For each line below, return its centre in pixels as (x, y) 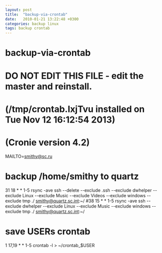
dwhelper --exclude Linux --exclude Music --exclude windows (86, 206)
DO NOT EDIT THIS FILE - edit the (75, 76)
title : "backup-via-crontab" (37, 14)
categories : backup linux (32, 24)
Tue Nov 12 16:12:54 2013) (60, 120)
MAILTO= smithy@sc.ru (29, 156)
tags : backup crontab (28, 28)
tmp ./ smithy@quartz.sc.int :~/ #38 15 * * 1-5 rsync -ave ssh (84, 201)
